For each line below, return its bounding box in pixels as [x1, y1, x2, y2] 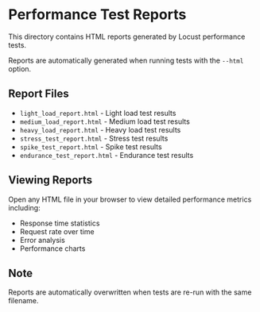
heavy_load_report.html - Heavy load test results [19, 125, 181, 134]
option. [8, 64, 32, 73]
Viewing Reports [8, 173, 93, 187]
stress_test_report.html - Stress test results [19, 133, 169, 143]
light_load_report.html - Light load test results [19, 108, 177, 117]
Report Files [8, 87, 69, 101]
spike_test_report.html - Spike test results [19, 141, 162, 152]
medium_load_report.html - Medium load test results [19, 117, 191, 126]
